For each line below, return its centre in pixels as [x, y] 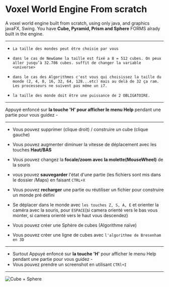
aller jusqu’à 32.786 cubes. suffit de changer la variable [77, 63]
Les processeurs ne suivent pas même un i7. [60, 86]
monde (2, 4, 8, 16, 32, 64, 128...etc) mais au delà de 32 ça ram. [86, 81]
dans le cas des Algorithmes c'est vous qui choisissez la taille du [87, 77]
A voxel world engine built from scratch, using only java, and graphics [77, 23]
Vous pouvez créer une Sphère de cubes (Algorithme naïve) [74, 225]
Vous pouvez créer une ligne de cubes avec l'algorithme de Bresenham [87, 235]
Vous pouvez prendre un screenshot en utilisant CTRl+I [69, 264]
